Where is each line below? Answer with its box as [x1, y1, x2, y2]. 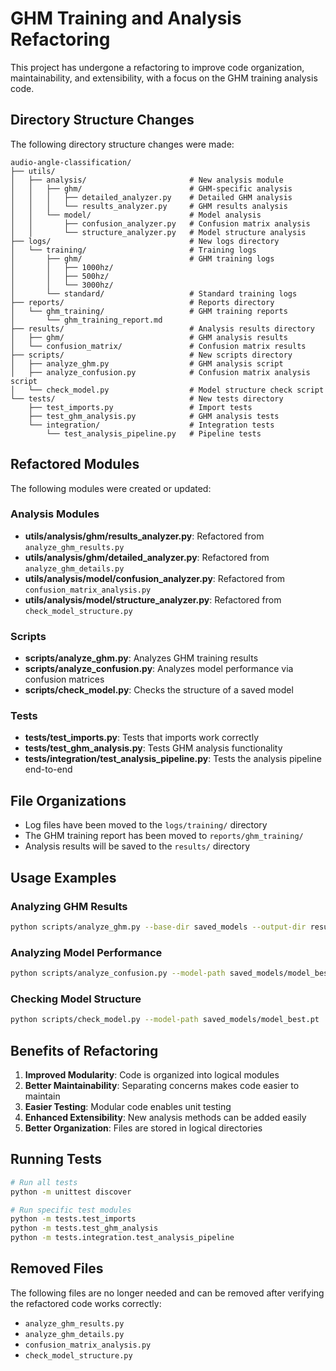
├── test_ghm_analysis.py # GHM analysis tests [28, 411, 280, 421]
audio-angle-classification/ [10, 157, 132, 167]
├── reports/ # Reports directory [10, 297, 275, 307]
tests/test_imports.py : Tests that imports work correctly [24, 732, 260, 744]
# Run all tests [10, 1177, 78, 1187]
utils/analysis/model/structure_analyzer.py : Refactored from [24, 593, 282, 606]
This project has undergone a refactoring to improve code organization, [10, 61, 305, 73]
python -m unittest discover [10, 1187, 132, 1197]
